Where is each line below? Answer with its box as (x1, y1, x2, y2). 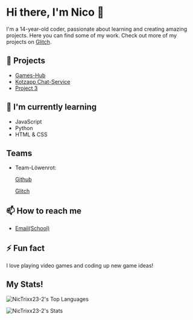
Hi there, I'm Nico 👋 (6, 5, 104, 19)
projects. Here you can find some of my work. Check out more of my (6, 31, 177, 39)
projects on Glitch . (6, 38, 52, 45)
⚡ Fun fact (6, 243, 45, 253)
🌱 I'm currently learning (6, 102, 97, 112)
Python (14, 124, 33, 131)
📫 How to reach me (6, 205, 82, 216)
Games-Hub (14, 72, 46, 79)
